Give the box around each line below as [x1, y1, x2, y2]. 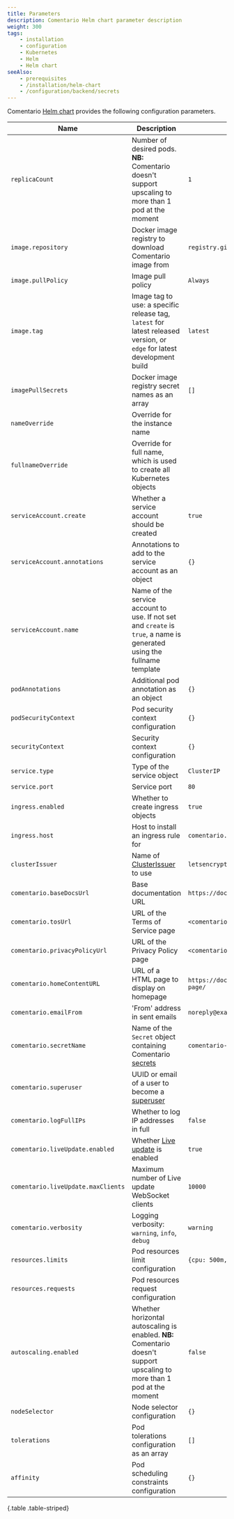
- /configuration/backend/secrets [19, 88, 120, 95]
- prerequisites [19, 75, 68, 82]
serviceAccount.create [10, 512, 86, 520]
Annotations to [131, 540, 180, 549]
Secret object [131, 1032, 176, 1042]
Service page [131, 926, 175, 936]
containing [131, 1041, 166, 1051]
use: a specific [131, 300, 180, 310]
